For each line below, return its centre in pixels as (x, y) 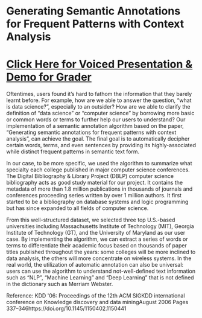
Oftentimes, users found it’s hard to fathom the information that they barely (99, 94)
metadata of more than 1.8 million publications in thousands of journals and (99, 189)
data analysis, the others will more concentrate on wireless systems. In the (99, 258)
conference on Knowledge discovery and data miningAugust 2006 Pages (97, 302)
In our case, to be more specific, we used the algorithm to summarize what (99, 164)
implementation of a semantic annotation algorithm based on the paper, (95, 126)
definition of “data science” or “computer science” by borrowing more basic (100, 113)
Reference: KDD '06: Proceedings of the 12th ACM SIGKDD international (96, 296)
